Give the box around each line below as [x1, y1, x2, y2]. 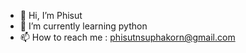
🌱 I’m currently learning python [19, 20, 148, 32]
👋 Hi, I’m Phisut [19, 10, 83, 21]
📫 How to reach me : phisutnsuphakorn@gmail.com [19, 31, 236, 43]
